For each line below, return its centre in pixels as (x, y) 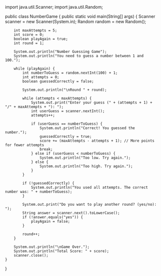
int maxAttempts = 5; (35, 31)
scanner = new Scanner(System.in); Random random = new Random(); (76, 22)
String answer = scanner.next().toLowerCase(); (71, 213)
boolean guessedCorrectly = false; (58, 81)
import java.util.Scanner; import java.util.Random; (54, 7)
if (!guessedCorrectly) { (49, 183)
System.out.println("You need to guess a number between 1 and (79, 56)
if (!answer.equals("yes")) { (53, 217)
